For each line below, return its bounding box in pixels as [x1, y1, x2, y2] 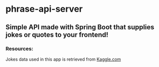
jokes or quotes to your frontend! [5, 30, 108, 39]
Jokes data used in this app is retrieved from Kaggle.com [5, 56, 121, 62]
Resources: [5, 45, 33, 52]
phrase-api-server [5, 3, 83, 15]
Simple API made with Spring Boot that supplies [5, 23, 155, 31]
